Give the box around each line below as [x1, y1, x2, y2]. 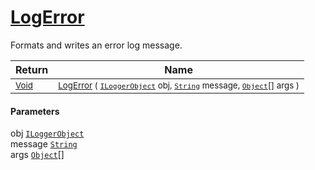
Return [15, 62, 49, 76]
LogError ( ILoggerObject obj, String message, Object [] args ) [58, 79, 300, 91]
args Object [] [10, 149, 65, 161]
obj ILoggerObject [10, 127, 85, 140]
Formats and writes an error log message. [10, 39, 183, 51]
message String [10, 138, 78, 150]
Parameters [10, 105, 60, 117]
